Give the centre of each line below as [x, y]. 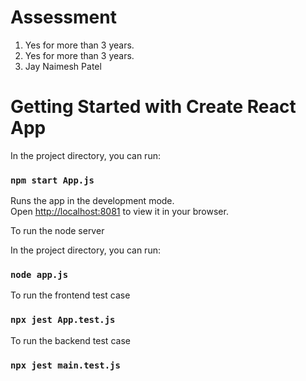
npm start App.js [52, 180]
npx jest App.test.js [63, 320]
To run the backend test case [70, 340]
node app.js [39, 275]
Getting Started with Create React [153, 107]
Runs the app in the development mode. [92, 201]
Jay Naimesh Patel [63, 66]
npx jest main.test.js [65, 365]
